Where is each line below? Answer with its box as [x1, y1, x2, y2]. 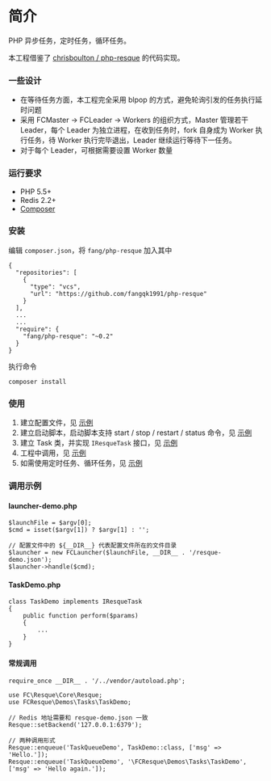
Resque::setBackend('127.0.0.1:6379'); [8, 720, 143, 728]
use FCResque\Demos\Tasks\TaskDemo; [8, 698, 131, 706]
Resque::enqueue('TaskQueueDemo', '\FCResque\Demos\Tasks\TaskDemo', [8, 758, 248, 766]
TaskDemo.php [8, 580, 61, 589]
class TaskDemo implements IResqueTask [8, 597, 143, 606]
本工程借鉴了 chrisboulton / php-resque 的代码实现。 [8, 53, 185, 62]
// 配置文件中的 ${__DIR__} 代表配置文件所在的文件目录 [8, 542, 177, 550]
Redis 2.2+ [19, 195, 56, 205]
